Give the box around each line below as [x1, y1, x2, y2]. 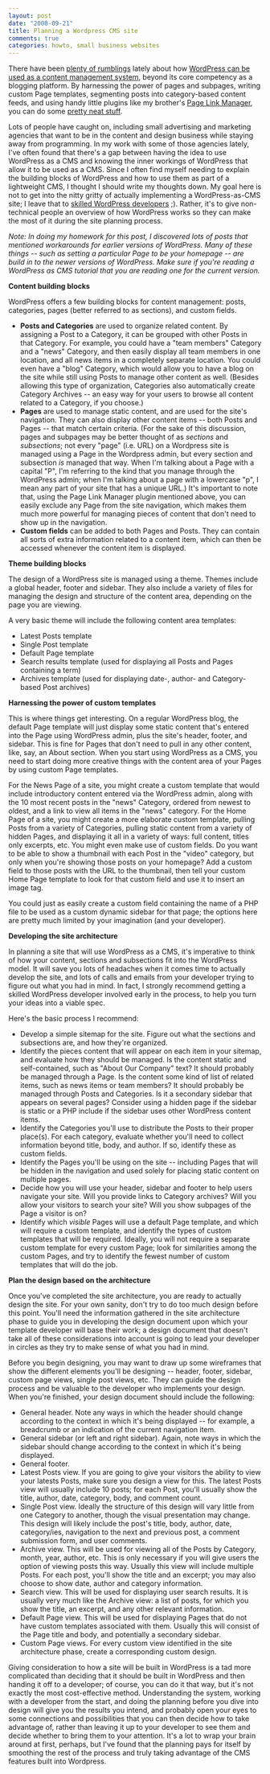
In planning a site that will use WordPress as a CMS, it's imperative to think [8, 947, 256, 957]
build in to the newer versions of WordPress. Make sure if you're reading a [8, 257, 255, 267]
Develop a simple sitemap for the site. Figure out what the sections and [19, 1029, 256, 1039]
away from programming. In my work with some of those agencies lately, [8, 139, 250, 149]
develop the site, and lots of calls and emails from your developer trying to [8, 972, 255, 982]
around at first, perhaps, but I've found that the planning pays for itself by [8, 1739, 252, 1749]
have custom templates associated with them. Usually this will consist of [19, 1621, 260, 1631]
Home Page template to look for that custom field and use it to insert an [8, 874, 245, 885]
